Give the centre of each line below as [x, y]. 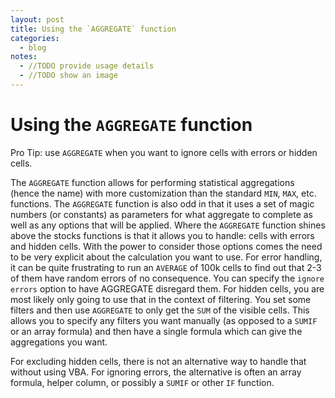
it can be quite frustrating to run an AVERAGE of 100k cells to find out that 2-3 [166, 267]
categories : [35, 38]
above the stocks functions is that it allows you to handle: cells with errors [162, 235]
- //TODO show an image [68, 76]
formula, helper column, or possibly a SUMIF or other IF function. [142, 382]
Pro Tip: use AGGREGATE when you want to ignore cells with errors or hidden [164, 152]
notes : [24, 57]
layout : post [37, 19]
